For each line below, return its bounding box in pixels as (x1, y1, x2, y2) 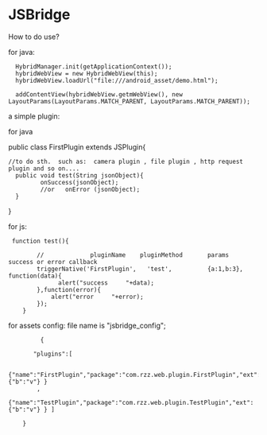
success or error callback (8, 258, 98, 266)
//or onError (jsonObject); (40, 185, 141, 193)
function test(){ (11, 237, 69, 245)
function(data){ (8, 272, 62, 280)
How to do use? (8, 32, 60, 41)
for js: (8, 221, 28, 231)
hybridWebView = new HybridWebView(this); (15, 69, 158, 77)
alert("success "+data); (58, 278, 155, 287)
